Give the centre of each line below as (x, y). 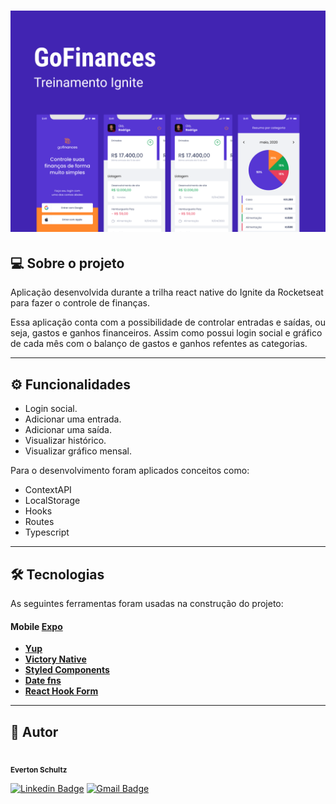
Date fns (43, 681)
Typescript (47, 532)
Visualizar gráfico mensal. (78, 451)
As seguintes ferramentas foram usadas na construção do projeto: (147, 604)
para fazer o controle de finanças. (80, 303)
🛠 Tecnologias (57, 574)
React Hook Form (61, 691)
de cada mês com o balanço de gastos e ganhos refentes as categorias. (159, 344)
